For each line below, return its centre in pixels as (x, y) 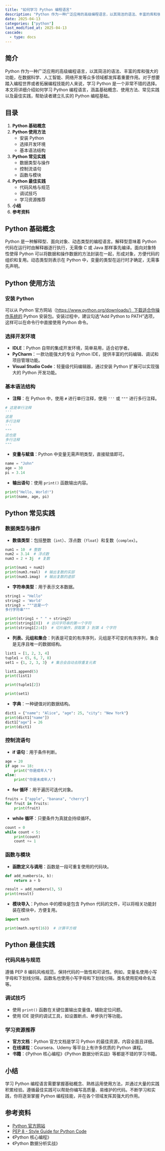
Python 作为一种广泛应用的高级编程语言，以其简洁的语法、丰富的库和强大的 (82, 71)
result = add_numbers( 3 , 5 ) (34, 889)
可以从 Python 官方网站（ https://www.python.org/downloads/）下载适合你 (80, 310)
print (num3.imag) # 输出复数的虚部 (40, 577)
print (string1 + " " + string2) (38, 619)
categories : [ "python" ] (29, 23)
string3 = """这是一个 (27, 605)
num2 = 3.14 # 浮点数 (27, 554)
